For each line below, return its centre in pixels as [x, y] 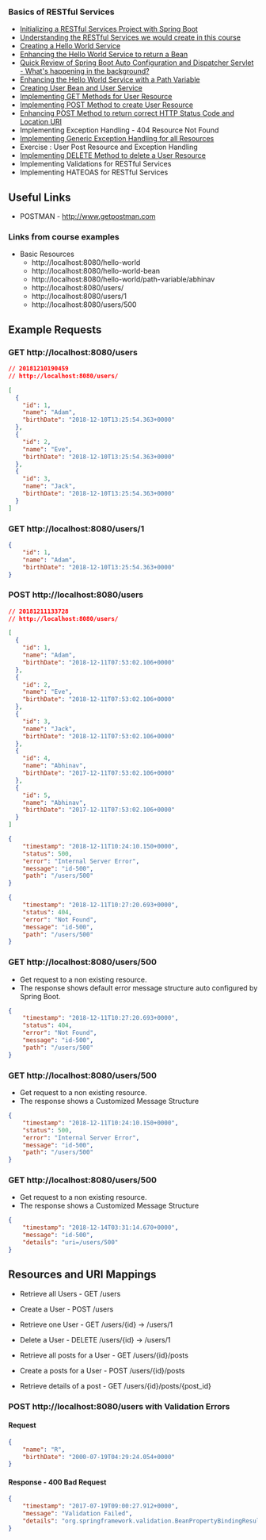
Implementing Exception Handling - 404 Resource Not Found [119, 130]
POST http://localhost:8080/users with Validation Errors [119, 1406]
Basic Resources [47, 254]
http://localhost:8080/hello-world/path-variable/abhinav [123, 279]
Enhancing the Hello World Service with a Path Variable [110, 80]
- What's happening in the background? [84, 71]
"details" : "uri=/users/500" [70, 1243]
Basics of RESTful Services [61, 12]
